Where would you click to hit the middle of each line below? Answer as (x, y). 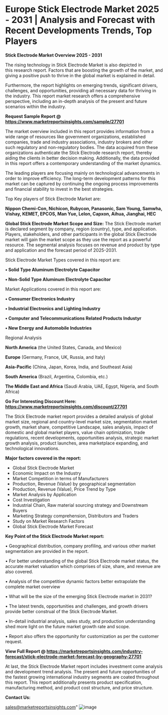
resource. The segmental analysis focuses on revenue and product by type (83, 245)
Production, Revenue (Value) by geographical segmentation (74, 484)
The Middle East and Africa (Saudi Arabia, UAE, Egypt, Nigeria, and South (82, 386)
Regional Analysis (24, 338)
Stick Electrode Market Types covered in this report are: (63, 260)
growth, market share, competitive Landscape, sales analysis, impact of (79, 427)
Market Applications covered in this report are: (53, 289)
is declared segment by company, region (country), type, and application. (81, 229)
